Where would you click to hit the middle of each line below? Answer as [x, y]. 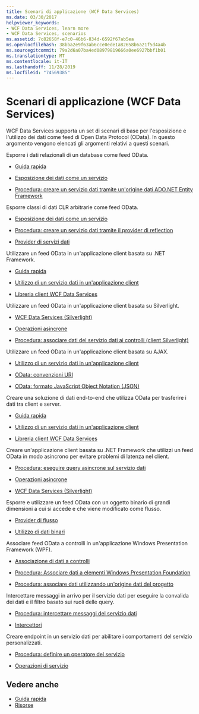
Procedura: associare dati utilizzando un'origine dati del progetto [94, 584]
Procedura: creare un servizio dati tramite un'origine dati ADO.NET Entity [104, 189]
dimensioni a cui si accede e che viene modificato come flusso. [84, 509]
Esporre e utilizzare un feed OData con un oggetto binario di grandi [88, 503]
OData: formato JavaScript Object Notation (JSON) [77, 386]
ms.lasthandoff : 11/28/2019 [41, 67]
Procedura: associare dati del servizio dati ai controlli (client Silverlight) [102, 340]
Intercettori [28, 625]
